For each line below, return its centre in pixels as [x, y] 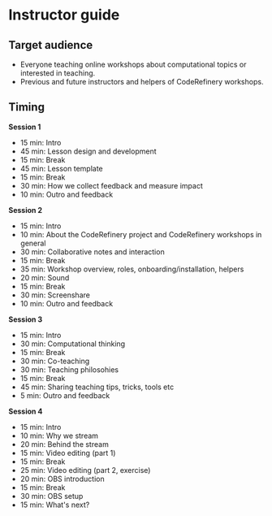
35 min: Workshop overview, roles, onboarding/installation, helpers [132, 269]
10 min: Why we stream [59, 436]
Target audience [51, 45]
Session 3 [26, 319]
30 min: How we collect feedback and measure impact [111, 185]
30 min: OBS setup [52, 496]
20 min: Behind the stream [65, 444]
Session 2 [26, 210]
